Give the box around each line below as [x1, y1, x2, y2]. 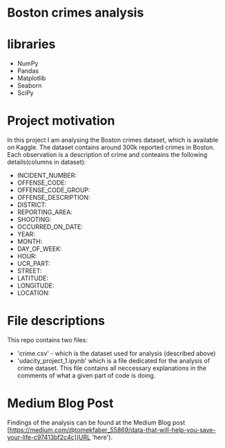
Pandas [17, 67, 39, 75]
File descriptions [7, 313, 106, 329]
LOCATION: [17, 289, 50, 297]
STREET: [17, 267, 43, 275]
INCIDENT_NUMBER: [17, 171, 77, 180]
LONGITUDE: [17, 281, 55, 290]
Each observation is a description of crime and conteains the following [7, 151, 208, 159]
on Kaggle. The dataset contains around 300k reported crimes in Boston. [7, 143, 215, 151]
